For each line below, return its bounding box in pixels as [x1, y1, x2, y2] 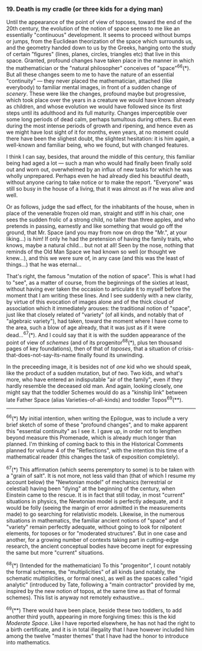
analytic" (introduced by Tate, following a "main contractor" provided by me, [6, 581, 195, 588]
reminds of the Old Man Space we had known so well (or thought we [6, 248, 176, 255]
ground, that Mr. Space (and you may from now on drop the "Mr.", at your [6, 229, 188, 236]
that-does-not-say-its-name [6, 352, 76, 359]
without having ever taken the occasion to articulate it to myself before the [6, 285, 191, 293]
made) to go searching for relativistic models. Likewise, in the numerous [6, 510, 185, 518]
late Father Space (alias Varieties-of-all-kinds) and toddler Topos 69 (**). [6, 395, 183, 403]
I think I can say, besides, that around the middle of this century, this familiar [6, 153, 195, 160]
